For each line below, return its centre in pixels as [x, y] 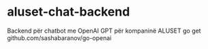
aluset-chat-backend [69, 12]
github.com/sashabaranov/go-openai [59, 37]
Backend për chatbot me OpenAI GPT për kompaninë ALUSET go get [104, 31]
